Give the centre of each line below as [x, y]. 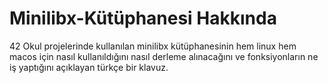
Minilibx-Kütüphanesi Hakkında [143, 18]
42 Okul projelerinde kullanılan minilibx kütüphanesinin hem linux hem [153, 46]
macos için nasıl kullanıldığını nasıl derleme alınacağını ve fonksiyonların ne [164, 56]
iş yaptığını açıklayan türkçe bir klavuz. [89, 67]
